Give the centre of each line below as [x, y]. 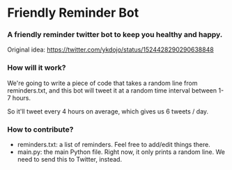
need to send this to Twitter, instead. [70, 160]
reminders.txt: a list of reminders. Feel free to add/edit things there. [114, 145]
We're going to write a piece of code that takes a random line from [102, 83]
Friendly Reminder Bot [73, 13]
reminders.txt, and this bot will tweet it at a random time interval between [112, 90]
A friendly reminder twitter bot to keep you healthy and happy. [115, 35]
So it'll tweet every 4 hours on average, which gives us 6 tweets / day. [108, 111]
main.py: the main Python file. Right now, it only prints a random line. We [121, 152]
